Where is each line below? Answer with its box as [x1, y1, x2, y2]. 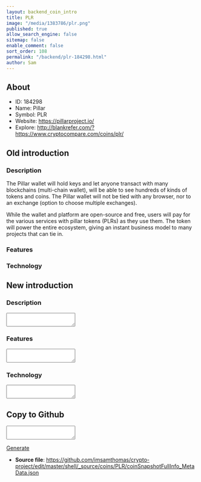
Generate [6, 444, 30, 452]
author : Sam [6, 59, 36, 65]
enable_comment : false [6, 43, 64, 49]
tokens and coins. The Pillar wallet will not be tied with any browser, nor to [6, 193, 191, 200]
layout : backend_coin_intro [6, 8, 77, 15]
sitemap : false [6, 37, 45, 43]
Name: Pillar [15, 104, 45, 112]
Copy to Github [6, 409, 65, 420]
